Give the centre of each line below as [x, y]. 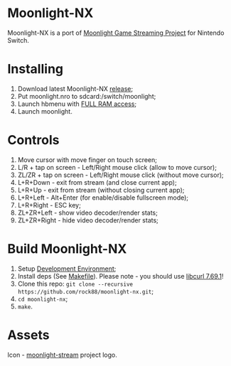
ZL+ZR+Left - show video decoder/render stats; [87, 212]
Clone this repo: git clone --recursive [75, 284]
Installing [36, 69]
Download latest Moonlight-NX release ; [75, 88]
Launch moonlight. [45, 111]
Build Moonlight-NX [67, 249]
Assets [28, 335]
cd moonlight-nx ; [43, 298]
